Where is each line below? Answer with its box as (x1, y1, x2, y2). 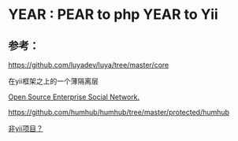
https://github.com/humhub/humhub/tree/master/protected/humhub (8, 108, 230, 117)
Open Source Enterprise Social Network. (8, 92, 140, 102)
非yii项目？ (8, 124, 43, 133)
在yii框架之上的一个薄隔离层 (8, 76, 99, 86)
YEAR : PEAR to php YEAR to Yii (8, 6, 218, 24)
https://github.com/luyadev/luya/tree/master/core (8, 61, 169, 69)
